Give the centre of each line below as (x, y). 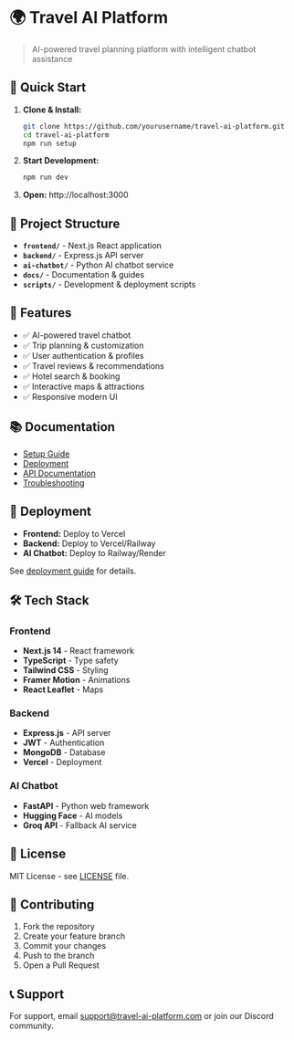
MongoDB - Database (64, 752)
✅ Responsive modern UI (70, 396)
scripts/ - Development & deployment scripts (109, 285)
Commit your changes (64, 946)
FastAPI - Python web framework (86, 805)
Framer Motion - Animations (76, 680)
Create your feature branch (74, 936)
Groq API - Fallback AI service (79, 825)
